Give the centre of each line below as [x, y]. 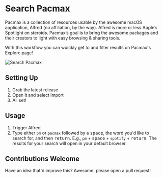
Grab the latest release [35, 90]
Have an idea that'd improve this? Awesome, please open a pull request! [78, 171]
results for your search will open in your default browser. [69, 143]
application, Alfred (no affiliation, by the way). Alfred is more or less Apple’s [81, 27]
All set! [19, 100]
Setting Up [22, 78]
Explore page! [19, 53]
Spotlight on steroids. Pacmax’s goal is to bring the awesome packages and [81, 33]
